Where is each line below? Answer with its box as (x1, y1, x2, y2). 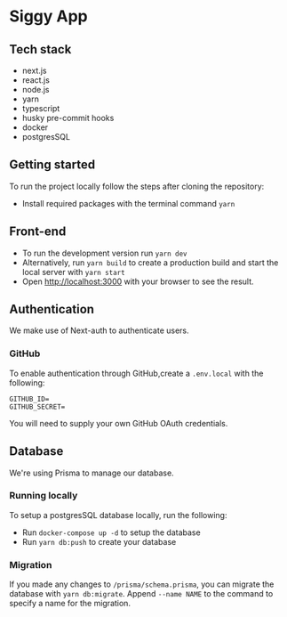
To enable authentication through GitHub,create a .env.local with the (9, 368, 264, 378)
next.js (21, 65, 47, 76)
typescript (21, 103, 60, 113)
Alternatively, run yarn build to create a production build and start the (21, 256, 279, 268)
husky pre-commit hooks (21, 113, 115, 123)
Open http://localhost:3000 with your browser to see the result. (21, 276, 255, 287)
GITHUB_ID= (9, 394, 50, 403)
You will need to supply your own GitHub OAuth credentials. (9, 418, 228, 428)
